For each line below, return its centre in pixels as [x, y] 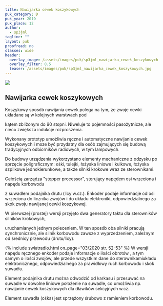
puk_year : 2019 [20, 19]
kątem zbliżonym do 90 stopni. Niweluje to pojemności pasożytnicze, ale [78, 124]
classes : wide [20, 50]
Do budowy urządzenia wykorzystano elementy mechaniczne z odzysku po [81, 159]
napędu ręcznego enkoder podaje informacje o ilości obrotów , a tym [74, 253]
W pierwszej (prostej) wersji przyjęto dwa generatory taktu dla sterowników [81, 213]
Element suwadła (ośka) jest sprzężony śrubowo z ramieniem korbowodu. [79, 298]
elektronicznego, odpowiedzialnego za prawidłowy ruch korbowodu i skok [80, 263]
